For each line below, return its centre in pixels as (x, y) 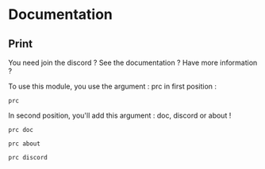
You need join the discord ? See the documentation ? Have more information (133, 62)
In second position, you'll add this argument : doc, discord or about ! (120, 115)
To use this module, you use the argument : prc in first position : (112, 86)
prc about (25, 144)
